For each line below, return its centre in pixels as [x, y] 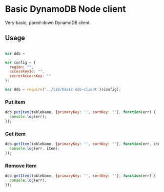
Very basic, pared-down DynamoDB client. [48, 23]
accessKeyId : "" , [27, 72]
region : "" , [22, 67]
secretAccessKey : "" [30, 76]
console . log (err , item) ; [35, 148]
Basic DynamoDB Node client [65, 9]
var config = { [20, 62]
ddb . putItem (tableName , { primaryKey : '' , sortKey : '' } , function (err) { [81, 112]
